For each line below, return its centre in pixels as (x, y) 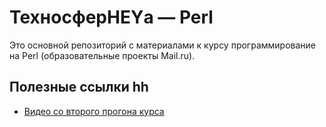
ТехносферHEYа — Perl (111, 17)
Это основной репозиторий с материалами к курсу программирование (163, 45)
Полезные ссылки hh (79, 87)
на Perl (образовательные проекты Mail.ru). (102, 55)
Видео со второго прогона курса (94, 111)
